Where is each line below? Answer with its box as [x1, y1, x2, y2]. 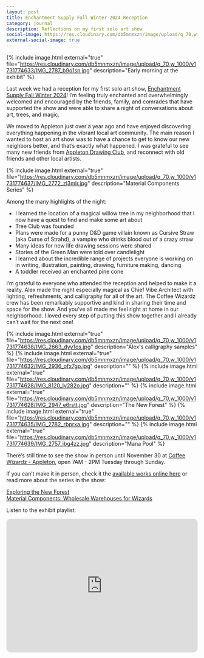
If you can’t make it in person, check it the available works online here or [6, 470, 188, 477]
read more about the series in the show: [6, 477, 106, 483]
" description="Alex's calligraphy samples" [90, 343, 198, 350]
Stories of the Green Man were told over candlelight [15, 249, 145, 255]
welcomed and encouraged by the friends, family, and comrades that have [6, 98, 193, 105]
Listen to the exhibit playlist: [6, 507, 76, 514]
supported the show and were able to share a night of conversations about [6, 105, 193, 111]
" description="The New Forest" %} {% [87, 401, 185, 408]
